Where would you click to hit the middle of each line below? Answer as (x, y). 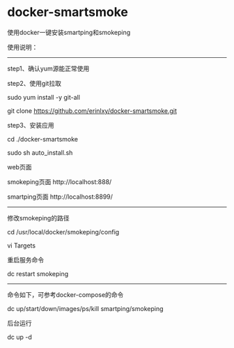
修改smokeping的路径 (38, 218)
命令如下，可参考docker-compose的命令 (65, 294)
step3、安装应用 (31, 125)
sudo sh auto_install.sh (40, 152)
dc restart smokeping (38, 273)
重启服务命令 (25, 259)
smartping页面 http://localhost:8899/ (60, 197)
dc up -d (20, 337)
